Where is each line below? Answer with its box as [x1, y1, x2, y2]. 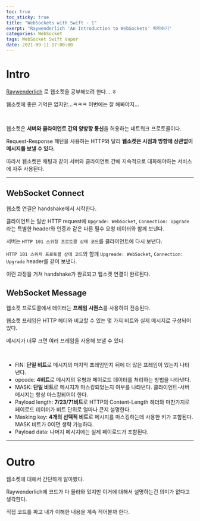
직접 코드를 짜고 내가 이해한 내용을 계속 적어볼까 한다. [6, 508, 130, 516]
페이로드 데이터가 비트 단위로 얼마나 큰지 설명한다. [14, 406, 131, 413]
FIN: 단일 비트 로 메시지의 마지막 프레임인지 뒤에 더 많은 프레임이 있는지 [14, 361, 179, 369]
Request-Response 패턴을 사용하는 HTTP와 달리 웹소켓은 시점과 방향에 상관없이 [6, 138, 193, 145]
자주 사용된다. [12, 165, 45, 172]
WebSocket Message [6, 288, 87, 298]
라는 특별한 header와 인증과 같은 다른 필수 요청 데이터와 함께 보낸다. [6, 224, 165, 232]
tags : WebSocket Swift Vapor [6, 36, 79, 42]
